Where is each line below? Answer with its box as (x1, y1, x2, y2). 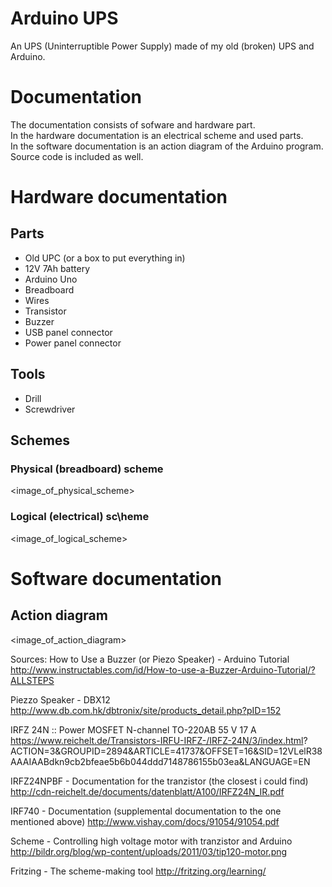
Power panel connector (24, 337, 122, 349)
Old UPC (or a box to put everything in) (24, 252, 186, 264)
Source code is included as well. (10, 150, 144, 162)
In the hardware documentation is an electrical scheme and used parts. (10, 129, 304, 141)
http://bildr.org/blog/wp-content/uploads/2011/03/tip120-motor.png (10, 845, 288, 857)
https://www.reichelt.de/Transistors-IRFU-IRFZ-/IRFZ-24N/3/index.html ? (10, 734, 308, 746)
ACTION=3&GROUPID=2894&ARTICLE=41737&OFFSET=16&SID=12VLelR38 (10, 745, 323, 757)
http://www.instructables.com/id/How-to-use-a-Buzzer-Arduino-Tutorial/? (10, 663, 316, 676)
